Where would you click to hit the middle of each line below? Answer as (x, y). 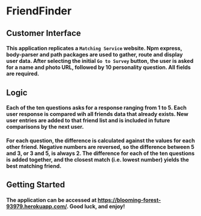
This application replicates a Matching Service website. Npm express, (94, 48)
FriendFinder (39, 11)
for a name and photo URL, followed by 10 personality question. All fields (98, 68)
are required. (23, 74)
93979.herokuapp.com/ (37, 206)
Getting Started (36, 185)
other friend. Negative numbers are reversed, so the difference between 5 (100, 147)
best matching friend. (34, 166)
